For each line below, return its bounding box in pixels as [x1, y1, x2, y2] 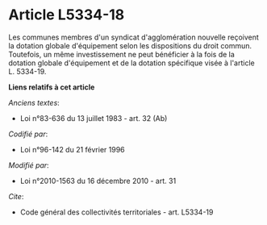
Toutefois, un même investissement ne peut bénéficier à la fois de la [8, 49, 236, 59]
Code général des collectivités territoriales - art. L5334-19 [19, 207, 214, 217]
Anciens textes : [8, 98, 60, 107]
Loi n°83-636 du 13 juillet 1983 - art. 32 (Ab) [19, 113, 168, 123]
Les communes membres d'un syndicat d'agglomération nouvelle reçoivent [8, 32, 260, 42]
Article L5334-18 [8, 6, 125, 24]
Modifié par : [8, 160, 50, 170]
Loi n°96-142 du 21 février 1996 [19, 144, 125, 154]
